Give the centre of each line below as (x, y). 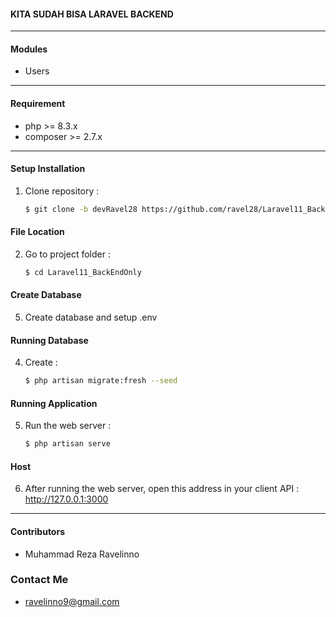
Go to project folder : (67, 254)
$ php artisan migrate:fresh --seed (101, 381)
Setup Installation (48, 169)
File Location (37, 232)
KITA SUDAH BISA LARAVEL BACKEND (92, 14)
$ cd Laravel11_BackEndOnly (83, 272)
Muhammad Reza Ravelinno (82, 554)
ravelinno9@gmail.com (72, 601)
